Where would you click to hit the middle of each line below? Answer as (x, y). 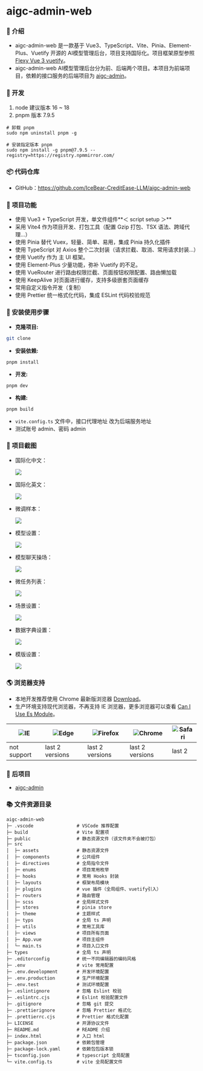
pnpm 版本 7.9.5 (35, 115)
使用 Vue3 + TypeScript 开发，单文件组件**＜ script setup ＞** (93, 219)
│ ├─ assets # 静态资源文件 (58, 850)
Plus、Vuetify (32, 53)
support (21, 755)
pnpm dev (17, 385)
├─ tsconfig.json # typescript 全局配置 (68, 1055)
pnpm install (23, 362)
